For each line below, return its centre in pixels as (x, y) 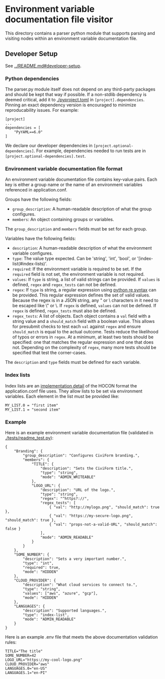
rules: (11, 642)
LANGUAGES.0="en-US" (26, 668)
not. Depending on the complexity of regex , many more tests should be (84, 348)
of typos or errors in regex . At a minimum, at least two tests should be (83, 337)
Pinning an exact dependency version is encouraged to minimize (71, 105)
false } (13, 529)
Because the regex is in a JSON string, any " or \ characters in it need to (85, 300)
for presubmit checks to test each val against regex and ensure (77, 326)
